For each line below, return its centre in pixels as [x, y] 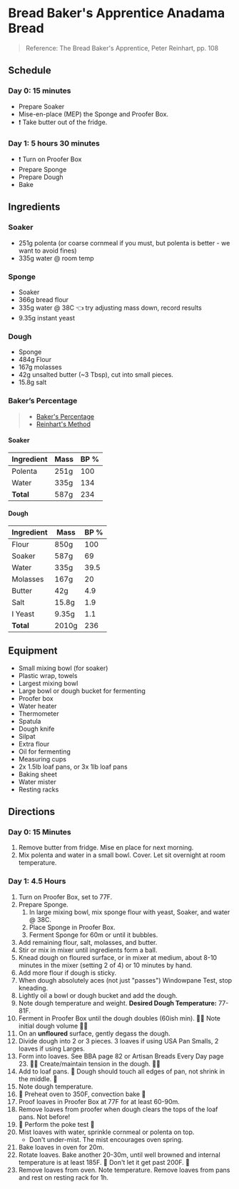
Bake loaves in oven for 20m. [61, 1147]
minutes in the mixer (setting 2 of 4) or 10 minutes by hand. [105, 965]
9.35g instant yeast [47, 318]
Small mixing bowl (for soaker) [63, 668]
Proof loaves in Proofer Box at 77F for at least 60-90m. [99, 1101]
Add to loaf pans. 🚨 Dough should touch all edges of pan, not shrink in [122, 1071]
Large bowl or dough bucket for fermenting [82, 691]
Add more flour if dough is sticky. [67, 973]
